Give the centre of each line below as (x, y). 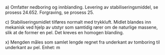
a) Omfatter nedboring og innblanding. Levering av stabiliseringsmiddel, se (82, 7)
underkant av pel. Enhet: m (33, 47)
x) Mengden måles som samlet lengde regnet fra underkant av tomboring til (82, 42)
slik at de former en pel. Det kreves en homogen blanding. (65, 32)
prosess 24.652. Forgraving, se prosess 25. (50, 12)
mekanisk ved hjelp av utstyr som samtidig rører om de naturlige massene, (82, 27)
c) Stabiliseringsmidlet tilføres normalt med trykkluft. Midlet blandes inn (78, 22)
